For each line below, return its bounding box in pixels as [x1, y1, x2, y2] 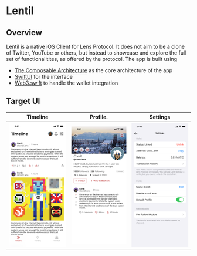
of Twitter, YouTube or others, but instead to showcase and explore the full [6, 49, 186, 56]
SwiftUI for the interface [14, 73, 73, 80]
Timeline [26, 113, 49, 121]
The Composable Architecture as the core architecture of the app [14, 67, 173, 74]
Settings [149, 113, 171, 121]
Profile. [90, 113, 108, 121]
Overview [6, 28, 43, 38]
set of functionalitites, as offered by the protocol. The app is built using [6, 56, 178, 62]
